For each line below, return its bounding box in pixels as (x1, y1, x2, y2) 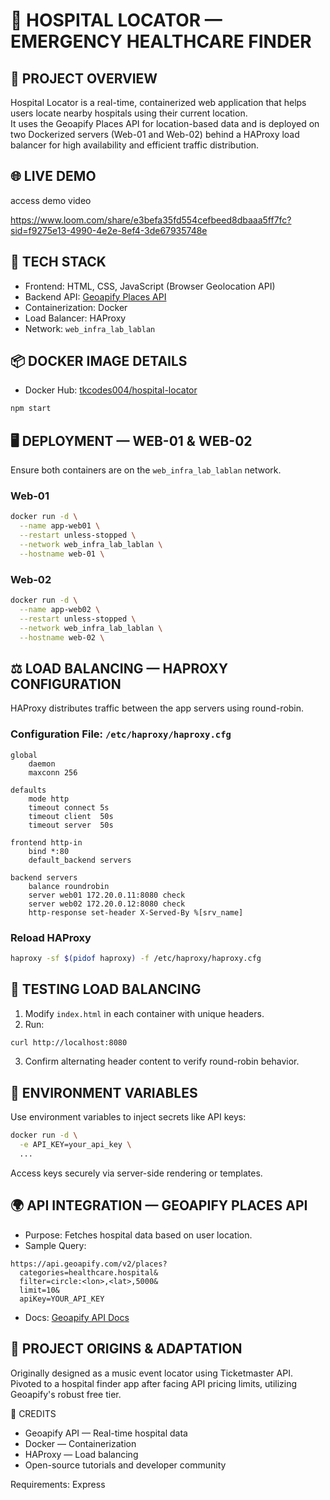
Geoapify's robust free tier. (10, 1388, 122, 1400)
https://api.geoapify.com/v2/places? (10, 1259, 168, 1269)
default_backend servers (28, 855, 132, 865)
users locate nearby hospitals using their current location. (10, 107, 248, 119)
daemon (28, 759, 56, 769)
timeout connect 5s (28, 802, 110, 813)
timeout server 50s (28, 820, 114, 830)
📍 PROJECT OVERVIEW (10, 70, 158, 87)
